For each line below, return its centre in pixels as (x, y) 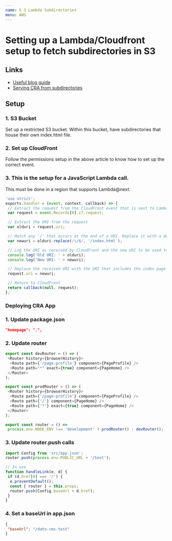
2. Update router (26, 343)
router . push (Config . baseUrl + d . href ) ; (52, 491)
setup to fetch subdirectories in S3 (81, 51)
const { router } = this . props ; (45, 486)
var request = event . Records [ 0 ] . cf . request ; (56, 213)
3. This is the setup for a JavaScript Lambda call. (67, 178)
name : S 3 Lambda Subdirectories (41, 10)
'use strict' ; (20, 199)
